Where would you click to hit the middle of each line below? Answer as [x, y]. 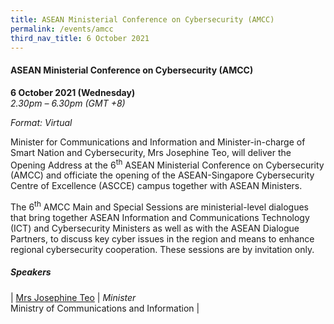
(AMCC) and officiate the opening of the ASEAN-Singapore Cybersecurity [162, 175]
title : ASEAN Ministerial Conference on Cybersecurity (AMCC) [142, 19]
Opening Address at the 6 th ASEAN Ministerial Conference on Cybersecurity [167, 164]
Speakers [31, 272]
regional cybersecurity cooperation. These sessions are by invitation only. [162, 249]
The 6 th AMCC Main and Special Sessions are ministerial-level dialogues [160, 206]
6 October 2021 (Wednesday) [73, 92]
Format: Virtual [41, 122]
